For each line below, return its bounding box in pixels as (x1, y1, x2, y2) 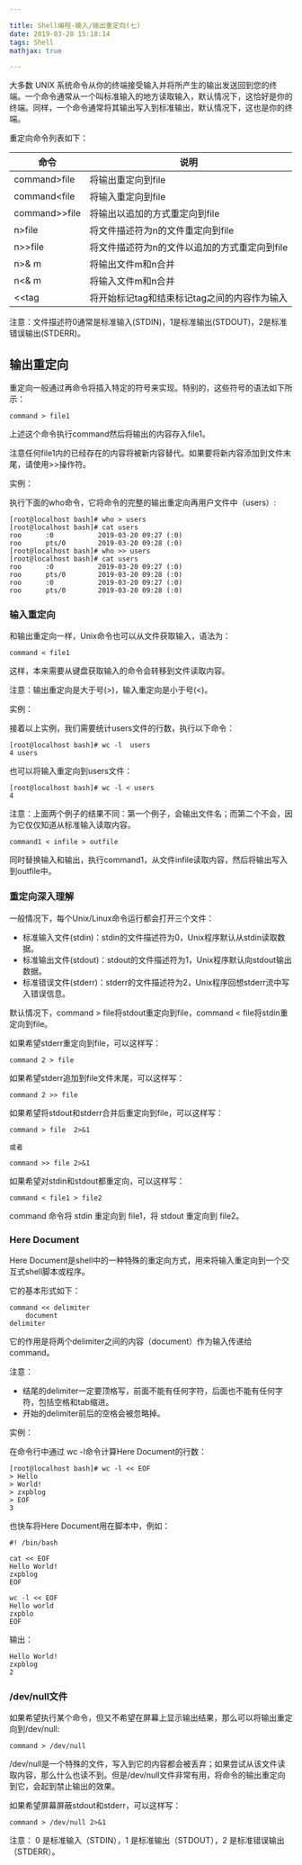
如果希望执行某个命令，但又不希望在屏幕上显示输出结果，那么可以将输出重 (9, 1712, 285, 1724)
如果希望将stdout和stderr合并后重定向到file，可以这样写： (9, 1107, 225, 1118)
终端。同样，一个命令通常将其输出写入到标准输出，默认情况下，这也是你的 (9, 103, 285, 113)
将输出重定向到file (89, 174, 166, 186)
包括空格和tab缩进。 (38, 1396, 114, 1407)
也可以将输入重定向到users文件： (9, 766, 133, 777)
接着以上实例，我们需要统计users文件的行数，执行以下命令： (9, 723, 235, 734)
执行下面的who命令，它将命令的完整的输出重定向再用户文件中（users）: (9, 497, 277, 509)
